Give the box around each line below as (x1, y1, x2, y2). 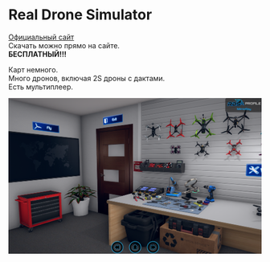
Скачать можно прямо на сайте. (8, 40, 121, 50)
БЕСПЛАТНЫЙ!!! (8, 49, 67, 59)
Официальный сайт (8, 32, 75, 42)
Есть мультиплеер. (8, 82, 74, 92)
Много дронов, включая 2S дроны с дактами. (8, 73, 166, 83)
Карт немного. (8, 64, 59, 74)
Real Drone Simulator (8, 6, 153, 24)
